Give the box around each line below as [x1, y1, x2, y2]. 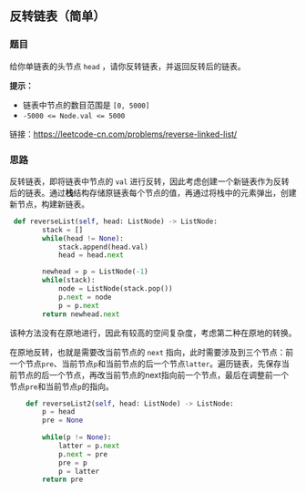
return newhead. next [42, 309, 120, 319]
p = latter [57, 467, 100, 476]
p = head [42, 407, 76, 416]
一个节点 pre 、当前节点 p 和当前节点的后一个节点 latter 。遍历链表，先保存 [9, 358, 282, 369]
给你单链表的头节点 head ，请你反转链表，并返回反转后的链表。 [9, 60, 246, 71]
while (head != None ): [42, 233, 125, 243]
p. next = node [57, 293, 112, 302]
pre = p [57, 458, 88, 467]
